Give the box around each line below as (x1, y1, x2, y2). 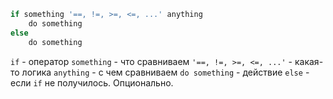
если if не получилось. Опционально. (10, 76, 174, 89)
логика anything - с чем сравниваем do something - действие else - (21, 66, 310, 78)
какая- (294, 55, 324, 67)
